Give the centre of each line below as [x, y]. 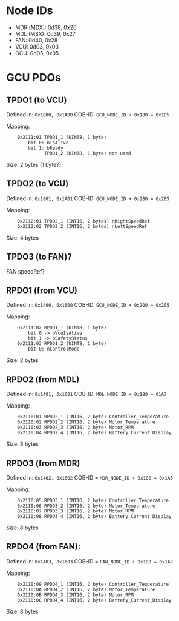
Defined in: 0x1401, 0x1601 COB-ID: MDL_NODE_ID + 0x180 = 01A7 [87, 394]
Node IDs [30, 11]
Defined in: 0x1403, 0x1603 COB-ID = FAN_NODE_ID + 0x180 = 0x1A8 [90, 561]
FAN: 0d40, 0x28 [36, 40]
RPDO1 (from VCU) [42, 290]
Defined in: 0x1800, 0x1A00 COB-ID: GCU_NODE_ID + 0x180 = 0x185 [88, 114]
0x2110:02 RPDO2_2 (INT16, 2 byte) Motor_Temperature [86, 422]
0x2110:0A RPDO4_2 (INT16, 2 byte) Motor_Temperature [86, 589]
